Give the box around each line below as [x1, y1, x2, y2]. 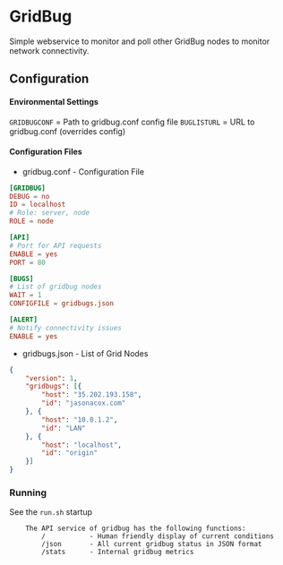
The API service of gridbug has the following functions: [25, 524, 246, 534]
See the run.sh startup [9, 507, 92, 518]
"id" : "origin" [41, 449, 99, 458]
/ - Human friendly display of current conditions [41, 532, 275, 541]
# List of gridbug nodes [9, 282, 102, 292]
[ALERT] [9, 315, 39, 324]
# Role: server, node [9, 209, 90, 218]
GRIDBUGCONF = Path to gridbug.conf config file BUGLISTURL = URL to [9, 116, 255, 127]
